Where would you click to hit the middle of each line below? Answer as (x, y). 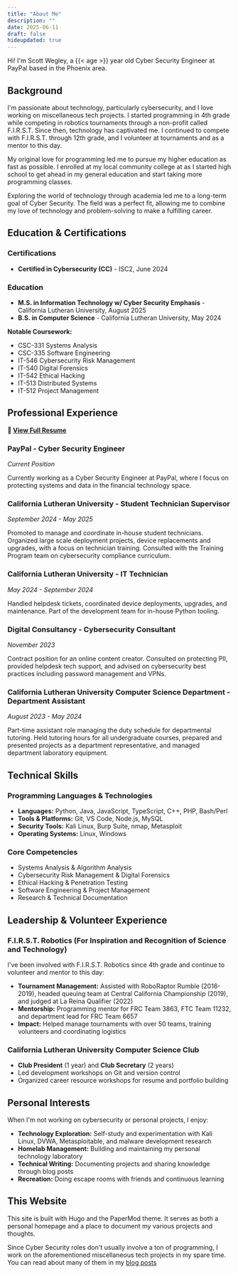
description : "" (31, 21)
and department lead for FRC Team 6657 (77, 1016)
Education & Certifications (67, 233)
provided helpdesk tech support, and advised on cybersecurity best (107, 666)
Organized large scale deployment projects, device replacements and (109, 540)
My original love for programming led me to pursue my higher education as (117, 159)
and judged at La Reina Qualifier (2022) (75, 1001)
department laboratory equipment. (58, 753)
